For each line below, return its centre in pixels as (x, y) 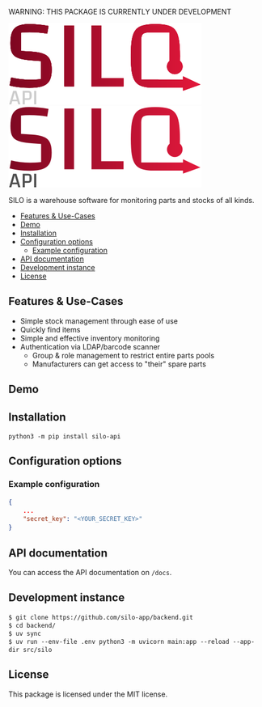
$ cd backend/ (32, 625)
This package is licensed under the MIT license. (88, 694)
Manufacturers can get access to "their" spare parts (119, 364)
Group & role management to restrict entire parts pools (123, 355)
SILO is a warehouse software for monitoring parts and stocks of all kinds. (131, 200)
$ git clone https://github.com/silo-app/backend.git (101, 617)
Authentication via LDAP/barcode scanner (90, 346)
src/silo (38, 650)
